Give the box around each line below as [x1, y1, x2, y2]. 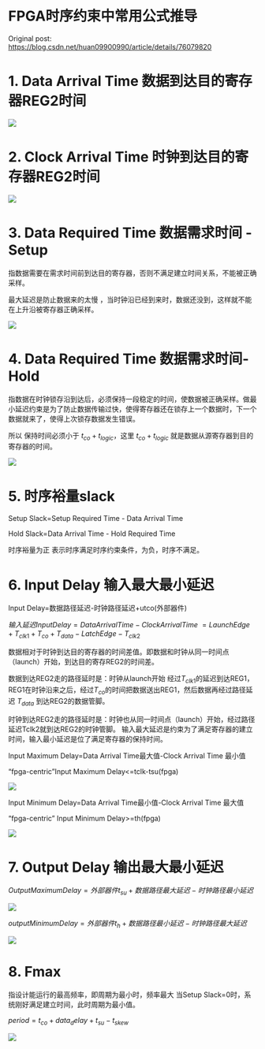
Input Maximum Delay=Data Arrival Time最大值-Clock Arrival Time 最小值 [8, 750, 246, 761]
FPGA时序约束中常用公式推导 [8, 7, 198, 25]
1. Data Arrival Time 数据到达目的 [8, 73, 225, 91]
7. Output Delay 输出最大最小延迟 [8, 858, 224, 876]
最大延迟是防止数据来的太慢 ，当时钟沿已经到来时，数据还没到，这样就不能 [8, 295, 252, 304]
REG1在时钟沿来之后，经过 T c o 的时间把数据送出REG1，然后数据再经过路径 [8, 685, 246, 696]
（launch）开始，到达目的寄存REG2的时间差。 [8, 657, 159, 667]
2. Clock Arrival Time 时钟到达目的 [8, 148, 235, 166]
